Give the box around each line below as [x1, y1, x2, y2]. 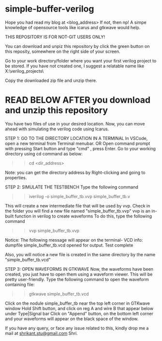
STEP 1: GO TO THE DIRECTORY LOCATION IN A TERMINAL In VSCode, [5, 135, 148, 141]
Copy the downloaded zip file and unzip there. [5, 77, 97, 83]
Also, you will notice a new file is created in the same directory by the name [5, 251, 156, 257]
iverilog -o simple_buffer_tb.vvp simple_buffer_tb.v [29, 193, 131, 199]
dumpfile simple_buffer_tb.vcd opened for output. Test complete [5, 242, 133, 248]
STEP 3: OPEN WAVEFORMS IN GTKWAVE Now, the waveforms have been [5, 266, 154, 272]
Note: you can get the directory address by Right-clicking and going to [5, 170, 146, 175]
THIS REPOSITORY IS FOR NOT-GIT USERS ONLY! [5, 34, 105, 40]
